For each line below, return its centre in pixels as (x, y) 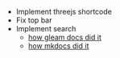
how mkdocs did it (58, 46)
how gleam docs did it (65, 37)
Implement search (46, 29)
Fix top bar (34, 20)
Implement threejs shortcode (64, 12)
